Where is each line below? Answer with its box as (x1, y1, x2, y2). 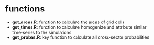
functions (5, 3, 45, 14)
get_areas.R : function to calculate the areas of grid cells (12, 19, 125, 25)
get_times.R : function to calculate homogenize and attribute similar (12, 24, 147, 30)
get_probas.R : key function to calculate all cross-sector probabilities (12, 34, 150, 40)
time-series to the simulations (12, 29, 72, 35)
